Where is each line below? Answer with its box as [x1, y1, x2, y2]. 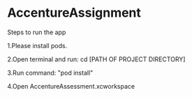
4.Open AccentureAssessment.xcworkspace [7, 82, 135, 90]
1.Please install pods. [7, 41, 68, 50]
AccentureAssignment [7, 5, 142, 21]
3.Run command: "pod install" [7, 68, 94, 77]
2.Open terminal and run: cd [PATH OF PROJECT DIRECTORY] [7, 54, 186, 64]
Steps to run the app [7, 28, 66, 36]
